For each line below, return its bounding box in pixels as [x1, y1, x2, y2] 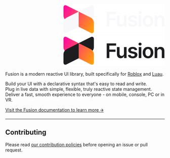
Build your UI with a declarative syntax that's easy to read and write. [5, 81, 148, 87]
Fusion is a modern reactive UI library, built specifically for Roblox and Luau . [5, 71, 164, 77]
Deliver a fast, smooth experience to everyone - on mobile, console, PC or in [5, 91, 165, 97]
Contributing [5, 128, 47, 137]
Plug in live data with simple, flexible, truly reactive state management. [5, 86, 152, 92]
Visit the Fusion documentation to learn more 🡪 [5, 107, 104, 113]
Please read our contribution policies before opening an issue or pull [5, 141, 148, 147]
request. [5, 147, 23, 153]
